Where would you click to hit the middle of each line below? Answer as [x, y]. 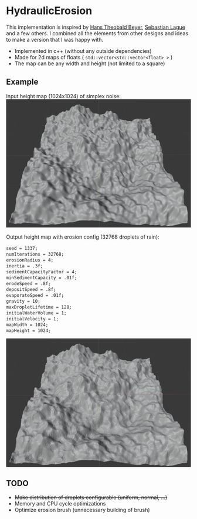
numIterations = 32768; [35, 255]
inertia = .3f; [25, 266]
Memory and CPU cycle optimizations [60, 504]
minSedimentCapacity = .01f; [42, 278]
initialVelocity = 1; [33, 319]
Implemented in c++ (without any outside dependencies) [83, 51]
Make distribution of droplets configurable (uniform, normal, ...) [91, 497]
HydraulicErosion [49, 11]
